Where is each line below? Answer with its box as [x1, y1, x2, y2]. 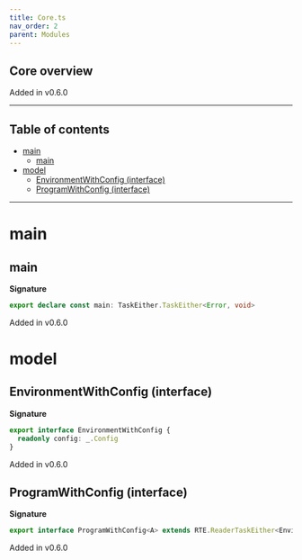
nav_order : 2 [9, 22, 58, 31]
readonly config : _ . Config [17, 434, 119, 443]
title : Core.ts [9, 13, 67, 23]
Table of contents [9, 122, 110, 137]
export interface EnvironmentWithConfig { [9, 425, 171, 435]
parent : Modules [9, 30, 70, 39]
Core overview [9, 63, 93, 78]
